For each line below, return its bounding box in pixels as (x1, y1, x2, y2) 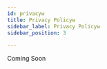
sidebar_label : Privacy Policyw (7, 23, 100, 30)
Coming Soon (7, 55, 46, 63)
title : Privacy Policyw (7, 17, 76, 23)
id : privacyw (7, 10, 45, 17)
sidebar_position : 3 (7, 29, 67, 37)
